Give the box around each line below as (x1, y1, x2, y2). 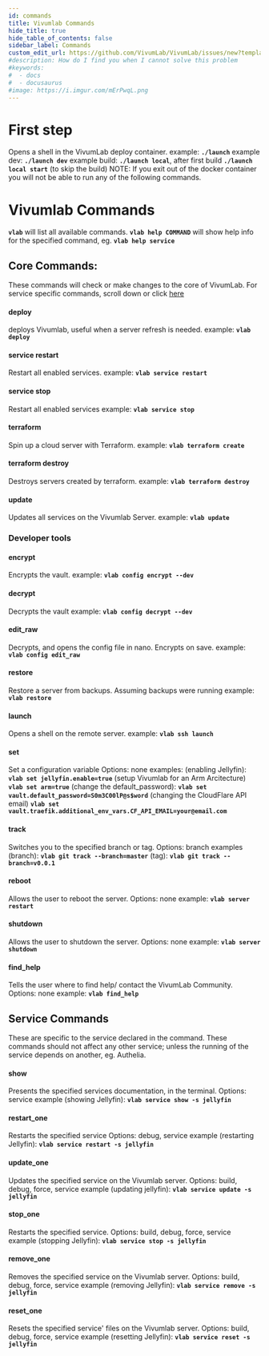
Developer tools (8, 533, 72, 544)
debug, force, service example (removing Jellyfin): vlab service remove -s (8, 1281, 256, 1290)
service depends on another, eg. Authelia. (8, 1050, 147, 1060)
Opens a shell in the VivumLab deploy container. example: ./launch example (8, 147, 260, 157)
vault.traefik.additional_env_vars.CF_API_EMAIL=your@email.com (8, 807, 227, 815)
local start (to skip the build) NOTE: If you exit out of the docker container (8, 164, 258, 174)
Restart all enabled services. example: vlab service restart (8, 368, 208, 377)
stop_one (8, 1209, 40, 1219)
